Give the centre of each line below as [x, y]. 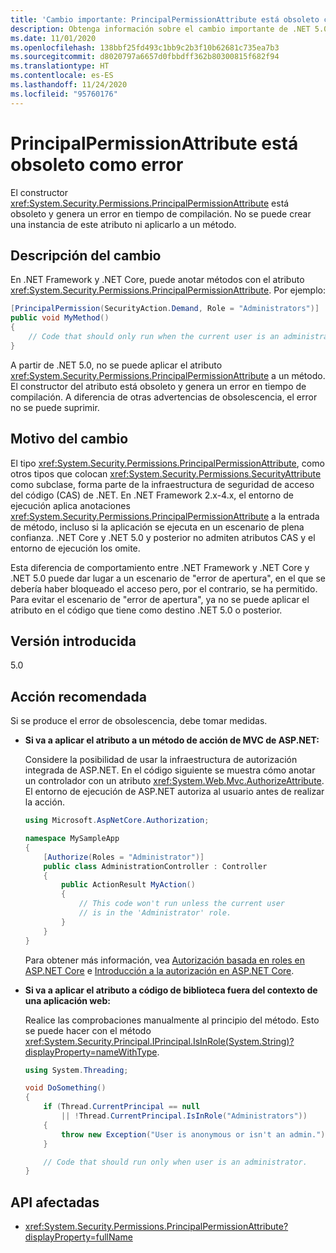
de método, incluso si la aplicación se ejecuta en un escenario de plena [157, 527]
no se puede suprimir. [55, 407]
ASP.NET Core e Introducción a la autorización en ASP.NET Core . [159, 970]
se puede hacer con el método [88, 1030]
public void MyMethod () [60, 318]
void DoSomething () [65, 1088]
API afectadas [55, 1202]
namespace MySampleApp [72, 839]
